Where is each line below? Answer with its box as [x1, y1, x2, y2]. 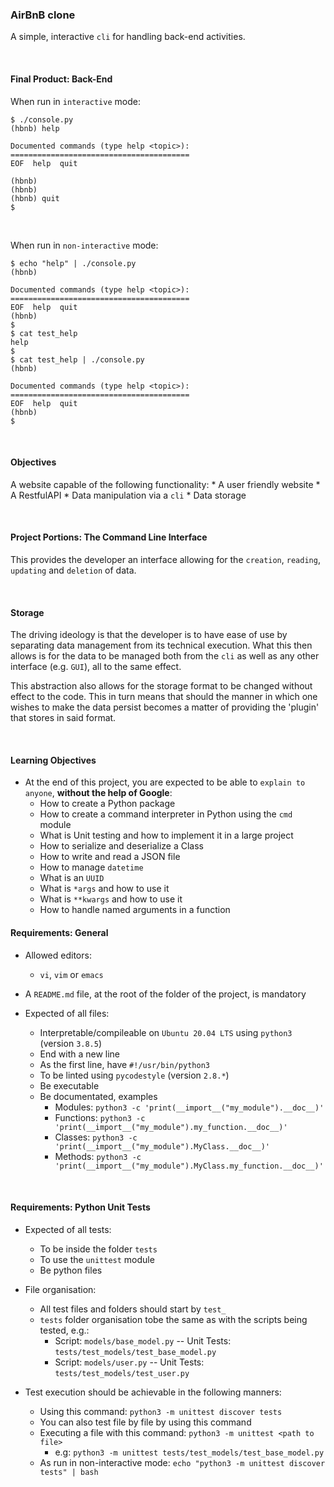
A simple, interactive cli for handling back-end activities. [10, 31, 246, 43]
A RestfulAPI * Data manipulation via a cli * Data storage [10, 489, 247, 501]
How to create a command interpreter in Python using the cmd [39, 808, 293, 820]
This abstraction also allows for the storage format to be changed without [10, 680, 313, 692]
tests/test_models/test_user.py [54, 1368, 190, 1378]
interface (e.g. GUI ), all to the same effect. [10, 661, 182, 673]
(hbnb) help [10, 123, 60, 133]
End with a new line [39, 1048, 121, 1060]
